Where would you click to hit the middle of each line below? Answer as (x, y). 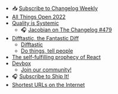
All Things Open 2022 (39, 17)
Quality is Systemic (35, 23)
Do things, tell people (47, 51)
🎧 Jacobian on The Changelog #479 (66, 30)
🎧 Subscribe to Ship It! (41, 76)
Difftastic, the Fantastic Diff (45, 38)
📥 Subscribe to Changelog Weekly (55, 8)
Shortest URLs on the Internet (48, 85)
